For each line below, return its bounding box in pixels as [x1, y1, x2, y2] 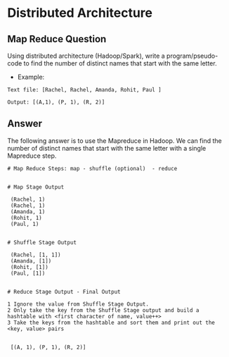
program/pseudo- [166, 51, 218, 60]
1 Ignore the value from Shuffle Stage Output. [7, 301, 150, 308]
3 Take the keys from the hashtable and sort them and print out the [7, 319, 216, 326]
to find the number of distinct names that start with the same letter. [23, 59, 217, 68]
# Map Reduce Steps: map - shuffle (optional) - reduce [7, 165, 178, 172]
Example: [17, 73, 45, 81]
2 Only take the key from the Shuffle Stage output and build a [7, 306, 199, 314]
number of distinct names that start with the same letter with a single [7, 144, 207, 152]
